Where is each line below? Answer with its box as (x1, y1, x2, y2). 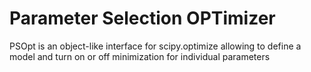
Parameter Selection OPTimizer (9, 7, 276, 30)
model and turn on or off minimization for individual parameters (9, 50, 271, 62)
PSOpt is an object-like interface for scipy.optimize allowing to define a (9, 40, 302, 52)
